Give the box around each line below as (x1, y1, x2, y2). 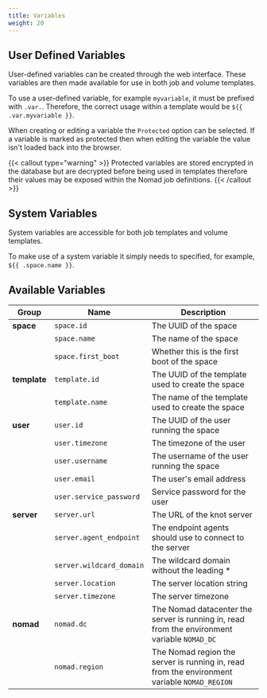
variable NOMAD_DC (151, 634, 217, 645)
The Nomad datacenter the (151, 603, 253, 614)
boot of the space (151, 356, 219, 367)
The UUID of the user (151, 415, 231, 426)
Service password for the (151, 486, 246, 497)
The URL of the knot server (151, 509, 253, 520)
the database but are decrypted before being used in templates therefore (8, 166, 248, 176)
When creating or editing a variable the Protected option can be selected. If (8, 126, 256, 135)
